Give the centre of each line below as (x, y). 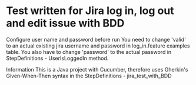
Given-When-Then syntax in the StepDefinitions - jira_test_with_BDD (89, 76)
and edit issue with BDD (65, 23)
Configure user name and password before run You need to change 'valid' (96, 39)
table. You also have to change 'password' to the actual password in (89, 52)
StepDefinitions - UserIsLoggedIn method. (57, 58)
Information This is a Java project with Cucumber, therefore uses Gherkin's (97, 69)
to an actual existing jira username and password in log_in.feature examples (98, 46)
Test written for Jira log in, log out (90, 11)
